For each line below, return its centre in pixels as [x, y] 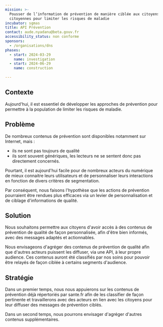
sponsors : [15, 41]
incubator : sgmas [23, 23]
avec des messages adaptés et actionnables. [50, 238]
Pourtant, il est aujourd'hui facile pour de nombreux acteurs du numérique [79, 170]
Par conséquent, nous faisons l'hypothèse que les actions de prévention [77, 190]
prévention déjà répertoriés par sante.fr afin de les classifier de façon [74, 294]
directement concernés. [36, 161]
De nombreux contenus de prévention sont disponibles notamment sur [76, 136]
